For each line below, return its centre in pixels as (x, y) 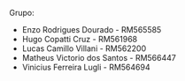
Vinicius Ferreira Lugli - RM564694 (86, 67)
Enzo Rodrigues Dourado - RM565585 (92, 29)
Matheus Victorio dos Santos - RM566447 (99, 58)
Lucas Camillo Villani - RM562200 (84, 48)
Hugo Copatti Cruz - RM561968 (80, 39)
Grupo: (22, 13)
